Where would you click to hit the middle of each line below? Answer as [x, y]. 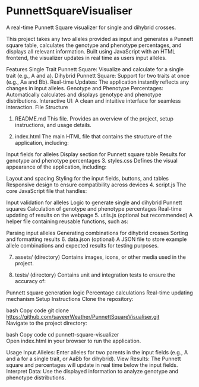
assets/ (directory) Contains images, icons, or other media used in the [100, 257]
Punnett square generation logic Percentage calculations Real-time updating [99, 293]
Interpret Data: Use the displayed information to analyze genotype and [92, 371]
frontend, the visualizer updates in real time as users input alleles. [86, 58]
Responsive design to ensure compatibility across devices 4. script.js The [96, 185]
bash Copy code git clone [38, 310]
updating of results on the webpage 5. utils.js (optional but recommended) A [99, 215]
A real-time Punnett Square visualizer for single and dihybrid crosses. [91, 27]
